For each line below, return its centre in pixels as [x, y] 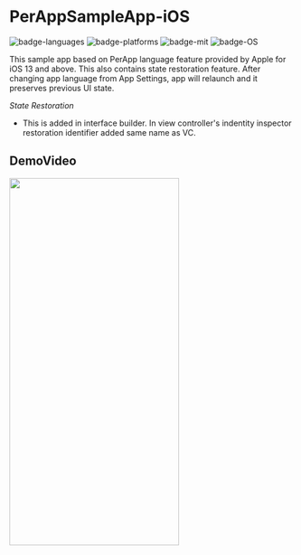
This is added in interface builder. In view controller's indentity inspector [157, 123]
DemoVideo [43, 161]
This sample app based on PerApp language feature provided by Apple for [148, 59]
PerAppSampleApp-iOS [100, 17]
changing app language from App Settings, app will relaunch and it [133, 78]
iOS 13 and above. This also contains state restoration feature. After [135, 69]
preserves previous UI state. [62, 88]
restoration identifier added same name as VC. [109, 132]
